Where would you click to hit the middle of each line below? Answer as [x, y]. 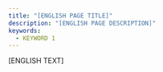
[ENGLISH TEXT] [36, 61]
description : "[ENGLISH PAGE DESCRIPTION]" [82, 23]
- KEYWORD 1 [36, 38]
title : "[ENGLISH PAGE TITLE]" [61, 16]
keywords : [25, 30]
